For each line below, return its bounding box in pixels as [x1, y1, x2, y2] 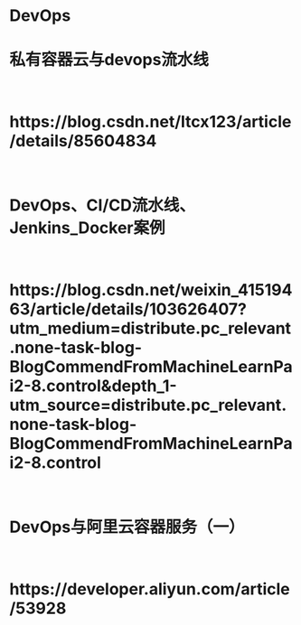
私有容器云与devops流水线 [9, 50, 210, 70]
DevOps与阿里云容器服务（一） [9, 517, 246, 537]
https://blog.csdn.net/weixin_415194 [9, 280, 293, 301]
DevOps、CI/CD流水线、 [9, 195, 196, 216]
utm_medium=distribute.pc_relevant [9, 318, 292, 339]
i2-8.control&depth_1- [9, 376, 178, 396]
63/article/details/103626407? [9, 299, 247, 320]
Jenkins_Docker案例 [9, 218, 165, 238]
